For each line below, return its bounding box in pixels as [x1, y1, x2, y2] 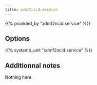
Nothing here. [5, 74, 33, 80]
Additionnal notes [5, 61, 60, 69]
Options [5, 34, 30, 43]
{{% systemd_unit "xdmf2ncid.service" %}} [5, 47, 93, 53]
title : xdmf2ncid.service [5, 7, 58, 12]
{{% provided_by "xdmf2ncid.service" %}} [5, 20, 91, 26]
